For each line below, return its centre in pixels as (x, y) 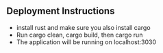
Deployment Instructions (61, 11)
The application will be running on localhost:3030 (86, 42)
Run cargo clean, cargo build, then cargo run (79, 35)
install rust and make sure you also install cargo (84, 27)
